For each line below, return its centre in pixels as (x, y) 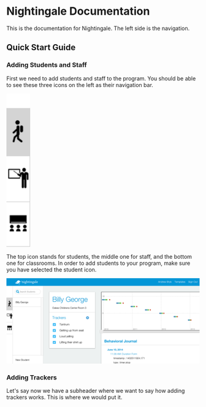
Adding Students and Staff (47, 65)
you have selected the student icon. (51, 269)
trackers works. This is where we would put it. (64, 397)
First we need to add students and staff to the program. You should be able (101, 78)
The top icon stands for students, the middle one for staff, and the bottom (99, 256)
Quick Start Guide (41, 48)
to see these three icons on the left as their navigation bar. (80, 85)
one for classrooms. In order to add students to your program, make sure (98, 263)
